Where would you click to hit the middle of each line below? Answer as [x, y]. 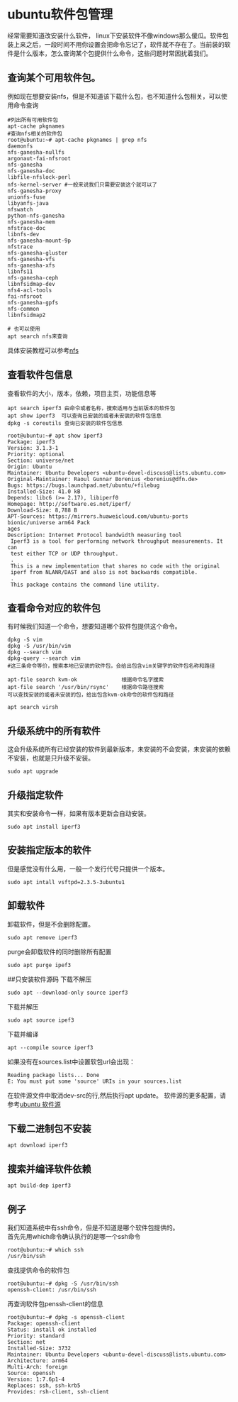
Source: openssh [31, 1374]
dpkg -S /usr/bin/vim [39, 646]
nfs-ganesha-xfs [31, 265]
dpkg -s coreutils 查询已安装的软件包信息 [65, 423]
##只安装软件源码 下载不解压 [50, 979]
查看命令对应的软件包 [54, 608]
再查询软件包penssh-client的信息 [56, 1304]
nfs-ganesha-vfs [31, 259]
